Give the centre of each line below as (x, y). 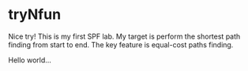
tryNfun (35, 15)
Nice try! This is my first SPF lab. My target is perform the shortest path (124, 36)
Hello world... (30, 60)
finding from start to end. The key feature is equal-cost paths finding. (121, 44)
